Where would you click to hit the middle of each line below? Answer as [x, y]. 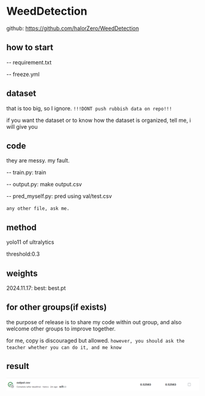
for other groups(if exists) [57, 307]
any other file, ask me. [38, 209]
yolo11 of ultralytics [30, 242]
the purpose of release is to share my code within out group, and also [94, 322]
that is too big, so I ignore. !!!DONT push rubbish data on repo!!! [89, 108]
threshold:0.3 [23, 254]
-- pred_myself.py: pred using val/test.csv [59, 196]
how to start [30, 48]
